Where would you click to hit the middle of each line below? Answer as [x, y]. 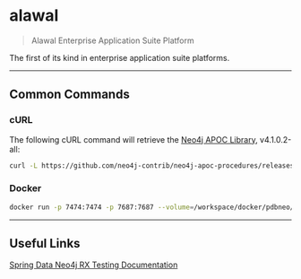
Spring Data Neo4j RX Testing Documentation [94, 265]
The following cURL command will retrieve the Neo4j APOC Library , [133, 139]
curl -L [24, 166]
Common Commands [69, 95]
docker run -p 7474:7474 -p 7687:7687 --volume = [102, 207]
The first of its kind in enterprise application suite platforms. [120, 57]
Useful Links [45, 244]
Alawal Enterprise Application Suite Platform [112, 40]
